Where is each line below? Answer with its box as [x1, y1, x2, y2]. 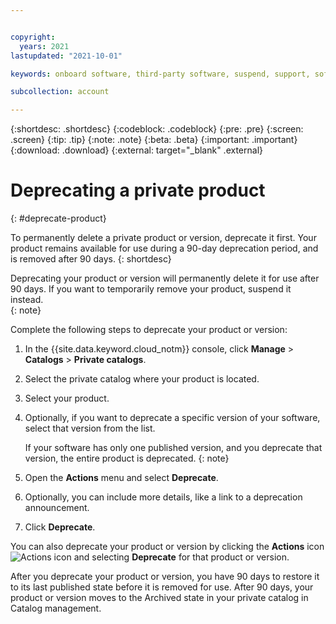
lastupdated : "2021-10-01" [10, 51, 123, 61]
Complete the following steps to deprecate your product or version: [10, 324, 288, 336]
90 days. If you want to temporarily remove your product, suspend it [10, 283, 292, 295]
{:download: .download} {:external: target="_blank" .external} [10, 144, 263, 156]
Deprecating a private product [10, 179, 266, 202]
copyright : [10, 32, 56, 42]
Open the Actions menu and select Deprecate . [24, 472, 219, 484]
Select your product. [24, 392, 110, 405]
